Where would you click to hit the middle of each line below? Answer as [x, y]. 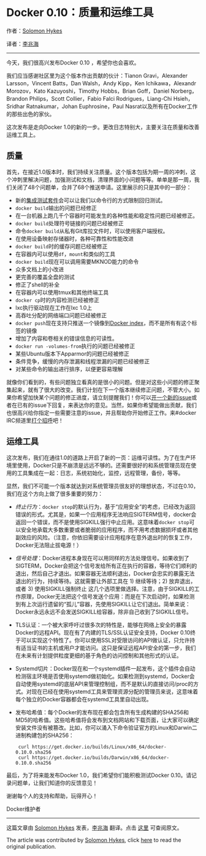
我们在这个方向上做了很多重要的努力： [55, 493]
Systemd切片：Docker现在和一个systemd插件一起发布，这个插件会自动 [105, 668]
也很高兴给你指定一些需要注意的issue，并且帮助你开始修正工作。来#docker [101, 412]
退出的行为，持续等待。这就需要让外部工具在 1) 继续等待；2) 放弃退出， [105, 581]
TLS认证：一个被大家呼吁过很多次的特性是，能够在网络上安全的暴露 [101, 625]
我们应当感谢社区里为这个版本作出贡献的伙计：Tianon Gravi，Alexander [97, 75]
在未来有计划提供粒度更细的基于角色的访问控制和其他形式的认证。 [98, 655]
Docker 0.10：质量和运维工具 [80, 13]
